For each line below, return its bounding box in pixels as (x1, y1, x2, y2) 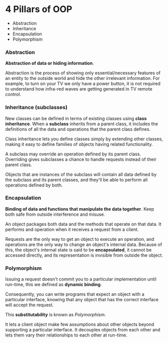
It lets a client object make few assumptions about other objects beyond (5, 321, 154, 327)
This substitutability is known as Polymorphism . (5, 312, 106, 318)
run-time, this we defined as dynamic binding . (5, 282, 102, 288)
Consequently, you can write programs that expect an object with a (5, 291, 145, 297)
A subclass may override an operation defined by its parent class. (5, 151, 141, 157)
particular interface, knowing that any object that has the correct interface (5, 297, 159, 303)
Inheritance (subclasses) (5, 104, 68, 111)
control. (5, 92, 22, 98)
